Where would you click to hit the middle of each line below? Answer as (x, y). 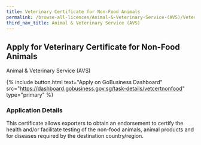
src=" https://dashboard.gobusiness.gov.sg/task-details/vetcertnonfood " (96, 89)
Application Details (34, 110)
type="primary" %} (30, 95)
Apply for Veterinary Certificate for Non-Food (93, 47)
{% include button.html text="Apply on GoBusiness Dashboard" (84, 82)
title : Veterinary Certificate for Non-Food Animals (73, 12)
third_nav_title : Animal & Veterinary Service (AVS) (73, 23)
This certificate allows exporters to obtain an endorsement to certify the (95, 124)
